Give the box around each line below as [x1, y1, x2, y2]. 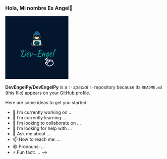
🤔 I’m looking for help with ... [12, 125, 72, 131]
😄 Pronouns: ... [12, 143, 45, 150]
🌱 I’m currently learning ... [12, 115, 67, 121]
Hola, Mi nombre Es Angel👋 [5, 5, 73, 12]
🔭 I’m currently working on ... [12, 109, 73, 115]
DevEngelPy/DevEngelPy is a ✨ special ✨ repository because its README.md [5, 84, 162, 90]
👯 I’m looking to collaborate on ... [12, 120, 81, 126]
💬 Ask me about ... [12, 131, 51, 137]
